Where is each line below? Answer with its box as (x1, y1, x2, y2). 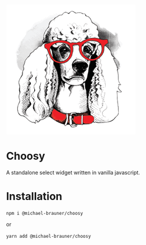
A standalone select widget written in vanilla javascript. (6, 169, 140, 176)
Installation (6, 190, 63, 203)
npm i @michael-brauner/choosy (6, 210, 83, 216)
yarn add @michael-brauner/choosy (6, 233, 92, 239)
